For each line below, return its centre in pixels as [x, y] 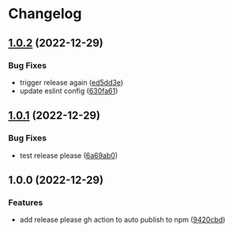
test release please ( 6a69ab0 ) [69, 155]
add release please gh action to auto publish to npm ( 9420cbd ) [122, 220]
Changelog [45, 14]
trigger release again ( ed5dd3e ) [71, 82]
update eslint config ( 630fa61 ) [69, 91]
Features [26, 202]
